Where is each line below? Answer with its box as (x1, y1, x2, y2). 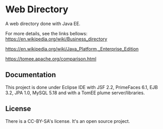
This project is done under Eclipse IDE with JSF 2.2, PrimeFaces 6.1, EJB (5, 84, 158, 90)
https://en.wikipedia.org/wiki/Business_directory (5, 36, 108, 42)
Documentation (5, 71, 56, 79)
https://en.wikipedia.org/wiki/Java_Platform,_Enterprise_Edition (5, 46, 139, 52)
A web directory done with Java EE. (5, 20, 80, 27)
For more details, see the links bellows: (5, 30, 88, 36)
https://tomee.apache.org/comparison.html (5, 55, 96, 62)
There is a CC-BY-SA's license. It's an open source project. (5, 118, 130, 124)
